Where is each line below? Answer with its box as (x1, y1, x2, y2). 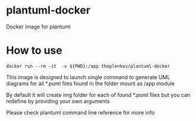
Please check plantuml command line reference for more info (6, 109, 155, 116)
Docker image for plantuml (6, 23, 71, 30)
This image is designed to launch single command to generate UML (6, 73, 171, 80)
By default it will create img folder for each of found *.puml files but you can (6, 91, 191, 98)
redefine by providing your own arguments (6, 97, 110, 104)
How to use (6, 44, 63, 57)
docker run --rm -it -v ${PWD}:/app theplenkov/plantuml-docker (6, 63, 170, 69)
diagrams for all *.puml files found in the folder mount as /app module (6, 80, 175, 87)
